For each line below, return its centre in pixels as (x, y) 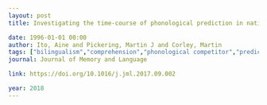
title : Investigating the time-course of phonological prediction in (126, 23)
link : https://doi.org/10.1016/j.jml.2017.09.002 (92, 74)
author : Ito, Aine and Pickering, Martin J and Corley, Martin (115, 45)
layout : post (30, 16)
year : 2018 (26, 88)
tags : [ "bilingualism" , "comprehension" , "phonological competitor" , (122, 52)
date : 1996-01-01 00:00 (48, 37)
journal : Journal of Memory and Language (78, 60)
